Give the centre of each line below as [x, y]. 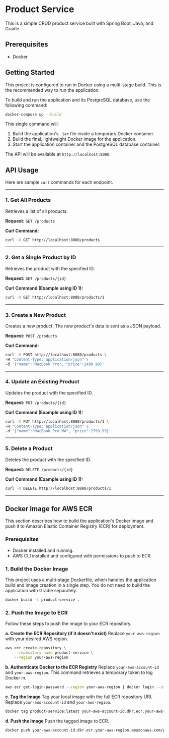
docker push [18, 730]
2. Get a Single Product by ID [41, 257]
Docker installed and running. [43, 550]
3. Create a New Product [36, 315]
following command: [26, 105]
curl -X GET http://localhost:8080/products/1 [55, 297]
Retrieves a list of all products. [36, 211]
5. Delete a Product [29, 448]
